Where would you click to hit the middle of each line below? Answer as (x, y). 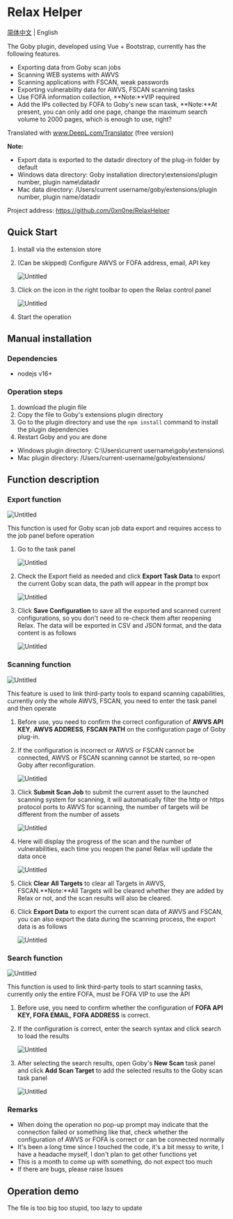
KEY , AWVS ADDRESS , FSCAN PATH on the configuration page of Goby (121, 729)
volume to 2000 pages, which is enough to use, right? (95, 119)
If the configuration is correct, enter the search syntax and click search (119, 1029)
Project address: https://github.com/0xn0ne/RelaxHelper (89, 210)
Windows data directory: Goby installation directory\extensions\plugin (117, 175)
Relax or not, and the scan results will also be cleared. (95, 898)
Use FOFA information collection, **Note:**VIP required (98, 97)
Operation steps (35, 392)
